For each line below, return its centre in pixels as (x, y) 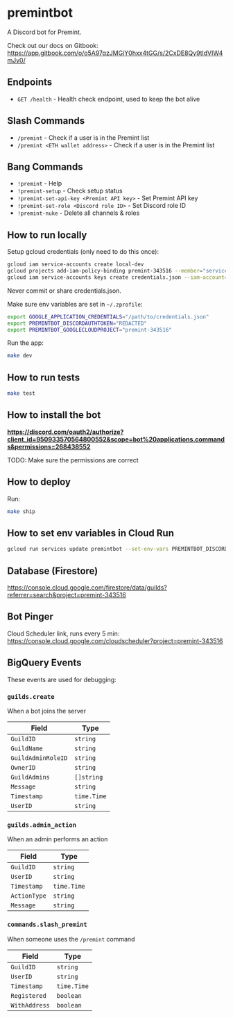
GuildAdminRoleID (39, 758)
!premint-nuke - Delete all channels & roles (78, 213)
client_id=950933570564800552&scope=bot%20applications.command (116, 439)
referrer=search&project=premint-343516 (67, 595)
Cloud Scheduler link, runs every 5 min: (63, 633)
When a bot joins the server (47, 711)
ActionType (28, 896)
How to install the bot (54, 415)
